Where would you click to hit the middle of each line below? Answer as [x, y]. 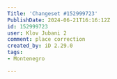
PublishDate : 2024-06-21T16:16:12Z [59, 20]
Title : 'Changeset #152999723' [53, 14]
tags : [15, 53]
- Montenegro [26, 59]
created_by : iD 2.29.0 [40, 46]
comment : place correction [46, 39]
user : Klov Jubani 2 [37, 33]
